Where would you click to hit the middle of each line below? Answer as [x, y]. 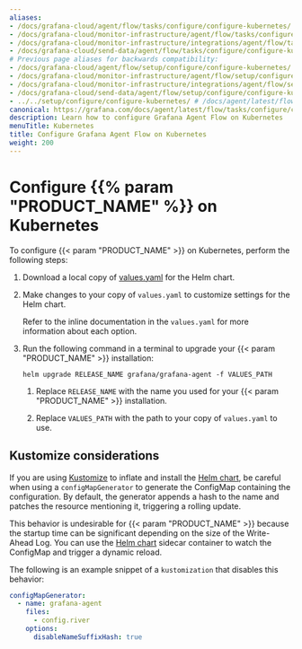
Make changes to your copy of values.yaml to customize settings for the [156, 294]
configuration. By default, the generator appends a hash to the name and [144, 496]
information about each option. [80, 331]
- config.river [62, 620]
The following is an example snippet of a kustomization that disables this [144, 569]
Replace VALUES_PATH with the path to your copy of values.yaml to [156, 417]
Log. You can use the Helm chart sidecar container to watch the [154, 542]
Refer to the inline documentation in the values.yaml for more [135, 321]
